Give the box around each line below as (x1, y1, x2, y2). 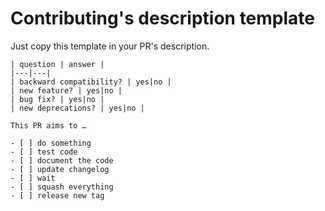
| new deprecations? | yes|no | (10, 103, 145, 113)
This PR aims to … (10, 120, 87, 131)
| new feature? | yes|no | (10, 85, 123, 96)
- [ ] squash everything (10, 182, 114, 192)
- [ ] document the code (10, 155, 114, 166)
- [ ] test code (10, 147, 78, 157)
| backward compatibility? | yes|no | (10, 77, 172, 87)
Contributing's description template (10, 7, 316, 30)
